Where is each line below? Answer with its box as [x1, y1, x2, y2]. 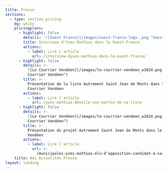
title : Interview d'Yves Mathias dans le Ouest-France [23, 40, 140, 45]
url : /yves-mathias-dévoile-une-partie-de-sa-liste [31, 100, 142, 105]
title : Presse [5, 7, 35, 12]
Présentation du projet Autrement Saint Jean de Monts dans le [27, 128, 162, 133]
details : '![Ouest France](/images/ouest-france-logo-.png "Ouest [23, 35, 164, 40]
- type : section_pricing [9, 16, 61, 21]
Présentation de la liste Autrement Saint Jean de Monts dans [27, 81, 160, 86]
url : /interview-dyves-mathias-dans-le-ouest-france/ [31, 53, 146, 59]
